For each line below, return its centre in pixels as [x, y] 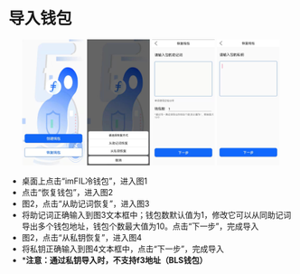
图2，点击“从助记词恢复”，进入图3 [85, 203]
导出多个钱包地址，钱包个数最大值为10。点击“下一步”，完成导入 [140, 226]
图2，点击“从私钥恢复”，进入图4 [81, 237]
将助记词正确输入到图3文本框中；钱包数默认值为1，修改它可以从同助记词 [156, 214]
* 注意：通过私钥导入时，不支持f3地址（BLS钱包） [114, 260]
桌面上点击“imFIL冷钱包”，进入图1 [84, 181]
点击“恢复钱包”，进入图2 [67, 192]
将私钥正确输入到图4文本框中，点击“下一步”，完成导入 [123, 249]
